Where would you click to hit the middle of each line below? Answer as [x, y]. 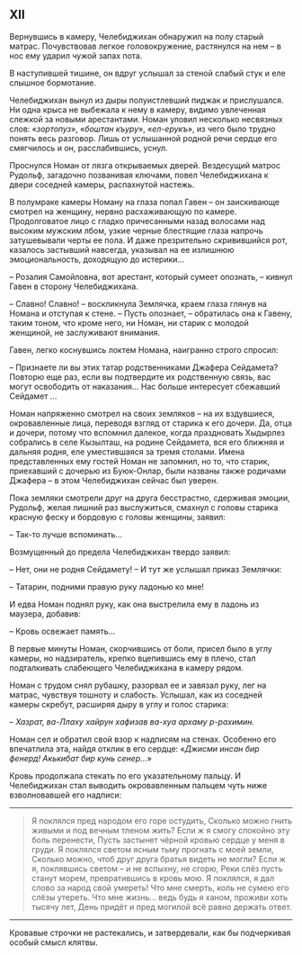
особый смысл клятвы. [54, 942]
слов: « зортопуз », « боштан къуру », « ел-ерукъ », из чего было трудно [142, 129]
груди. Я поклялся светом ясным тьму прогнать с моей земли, [152, 849]
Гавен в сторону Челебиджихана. [74, 286]
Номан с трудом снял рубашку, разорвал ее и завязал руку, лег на [138, 685]
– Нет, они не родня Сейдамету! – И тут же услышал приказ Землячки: [146, 569]
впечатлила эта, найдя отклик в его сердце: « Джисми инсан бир [134, 748]
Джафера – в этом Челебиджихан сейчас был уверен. [114, 480]
